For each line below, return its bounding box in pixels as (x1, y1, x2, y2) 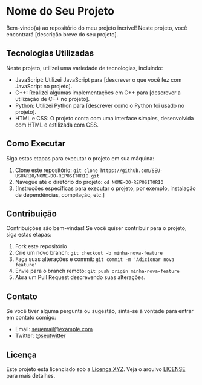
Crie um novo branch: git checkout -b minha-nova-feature (15, 249, 163, 257)
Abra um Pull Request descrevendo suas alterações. (15, 274, 146, 281)
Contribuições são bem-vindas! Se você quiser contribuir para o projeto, (6, 225, 187, 232)
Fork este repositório (15, 243, 68, 250)
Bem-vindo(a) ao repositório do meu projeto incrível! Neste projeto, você (6, 24, 187, 31)
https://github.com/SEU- (100, 168, 163, 174)
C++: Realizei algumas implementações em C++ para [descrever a (15, 89, 181, 96)
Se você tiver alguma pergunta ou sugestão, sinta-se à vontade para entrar (6, 308, 194, 315)
